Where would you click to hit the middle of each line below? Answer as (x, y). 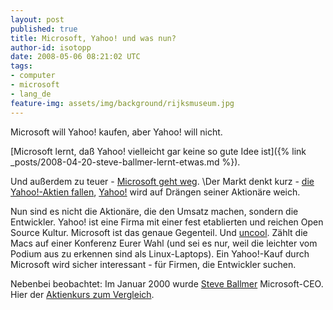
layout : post (37, 19)
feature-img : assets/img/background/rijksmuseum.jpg (122, 103)
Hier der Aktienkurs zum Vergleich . (82, 294)
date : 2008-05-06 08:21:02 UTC (75, 57)
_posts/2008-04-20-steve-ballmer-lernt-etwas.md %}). (125, 162)
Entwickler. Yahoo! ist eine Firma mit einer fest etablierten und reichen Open (167, 222)
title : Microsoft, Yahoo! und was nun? (93, 38)
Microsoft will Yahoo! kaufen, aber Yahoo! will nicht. (116, 132)
